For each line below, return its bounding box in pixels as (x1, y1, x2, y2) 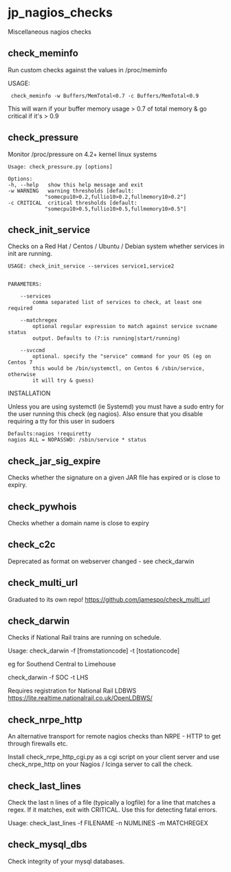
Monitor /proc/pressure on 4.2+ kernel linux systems (8, 150, 157, 158)
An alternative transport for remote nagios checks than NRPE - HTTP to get (8, 732, 221, 741)
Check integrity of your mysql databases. (8, 857, 125, 865)
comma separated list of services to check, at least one (32, 299, 202, 306)
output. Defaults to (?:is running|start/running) (32, 335, 181, 342)
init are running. (8, 250, 52, 258)
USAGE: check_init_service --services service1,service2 (8, 263, 175, 270)
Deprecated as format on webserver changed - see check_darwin (8, 557, 195, 565)
